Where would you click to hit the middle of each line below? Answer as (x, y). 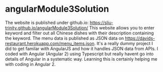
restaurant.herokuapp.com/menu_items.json (50, 43)
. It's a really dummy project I (123, 43)
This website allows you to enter (122, 27)
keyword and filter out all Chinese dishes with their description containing (80, 33)
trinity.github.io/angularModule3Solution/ (47, 27)
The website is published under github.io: (47, 23)
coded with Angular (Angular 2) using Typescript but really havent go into (79, 54)
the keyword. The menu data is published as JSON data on (65, 38)
